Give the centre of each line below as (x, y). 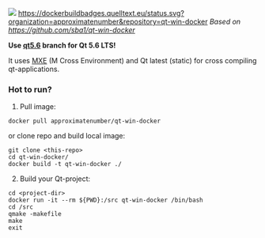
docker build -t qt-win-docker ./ (65, 164)
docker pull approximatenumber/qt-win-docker (84, 121)
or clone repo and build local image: (67, 136)
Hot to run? (30, 89)
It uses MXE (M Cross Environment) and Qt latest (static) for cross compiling (132, 60)
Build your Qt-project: (55, 179)
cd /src (21, 207)
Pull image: (38, 107)
